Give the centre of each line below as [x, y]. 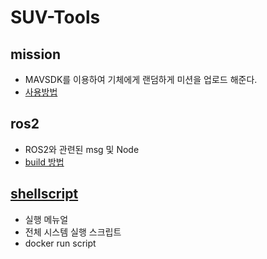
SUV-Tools [55, 17]
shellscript [44, 194]
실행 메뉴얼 [46, 219]
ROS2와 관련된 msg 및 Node [82, 149]
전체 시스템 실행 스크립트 [73, 232]
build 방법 [44, 162]
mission [36, 54]
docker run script [60, 243]
